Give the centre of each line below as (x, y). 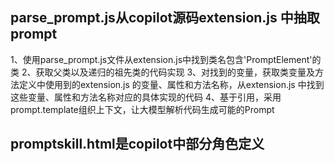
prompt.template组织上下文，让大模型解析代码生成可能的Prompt (142, 109)
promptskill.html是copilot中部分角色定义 (137, 144)
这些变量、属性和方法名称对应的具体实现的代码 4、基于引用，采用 (146, 97)
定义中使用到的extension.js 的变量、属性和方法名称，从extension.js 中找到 (171, 84)
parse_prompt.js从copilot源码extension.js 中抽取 (165, 18)
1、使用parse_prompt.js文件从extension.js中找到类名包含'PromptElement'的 (166, 59)
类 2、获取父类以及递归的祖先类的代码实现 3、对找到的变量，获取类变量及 (163, 72)
